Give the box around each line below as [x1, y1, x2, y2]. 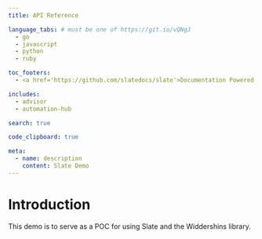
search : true [8, 119, 51, 127]
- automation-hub [15, 105, 72, 113]
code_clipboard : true [8, 133, 79, 141]
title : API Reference [8, 11, 79, 20]
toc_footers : [8, 69, 51, 77]
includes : [8, 90, 41, 98]
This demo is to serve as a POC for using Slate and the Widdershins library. [8, 221, 251, 231]
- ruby [15, 55, 37, 63]
